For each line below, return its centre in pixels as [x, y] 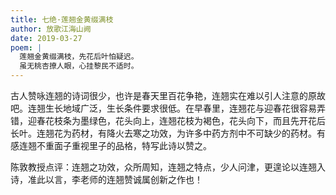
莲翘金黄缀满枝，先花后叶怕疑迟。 [79, 57]
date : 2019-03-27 [46, 38]
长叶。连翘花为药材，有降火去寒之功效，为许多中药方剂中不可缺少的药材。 [163, 133]
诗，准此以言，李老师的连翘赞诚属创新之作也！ [106, 179]
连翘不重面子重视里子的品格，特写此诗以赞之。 [115, 145]
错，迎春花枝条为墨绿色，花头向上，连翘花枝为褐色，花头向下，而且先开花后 [168, 120]
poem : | [26, 47]
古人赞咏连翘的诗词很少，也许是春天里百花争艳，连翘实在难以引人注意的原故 [168, 95]
